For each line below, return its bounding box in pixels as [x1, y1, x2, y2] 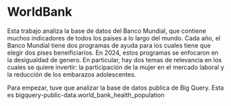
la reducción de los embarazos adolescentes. [7, 70, 137, 79]
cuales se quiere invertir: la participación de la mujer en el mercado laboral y [7, 63, 225, 71]
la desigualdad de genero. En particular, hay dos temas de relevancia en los [7, 55, 222, 64]
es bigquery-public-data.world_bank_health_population [7, 90, 165, 99]
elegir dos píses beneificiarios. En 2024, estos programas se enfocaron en [7, 49, 219, 57]
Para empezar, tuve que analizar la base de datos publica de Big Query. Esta [7, 83, 224, 92]
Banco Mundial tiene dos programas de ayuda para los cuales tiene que [7, 41, 212, 49]
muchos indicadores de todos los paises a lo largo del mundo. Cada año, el [7, 34, 221, 42]
